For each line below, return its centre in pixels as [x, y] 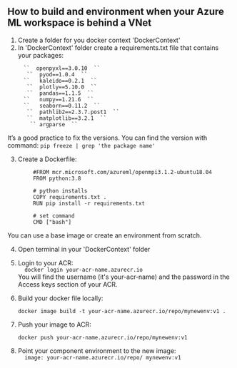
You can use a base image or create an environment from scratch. [105, 235]
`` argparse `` [54, 124]
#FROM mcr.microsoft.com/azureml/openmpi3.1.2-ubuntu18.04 [123, 172]
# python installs [60, 191]
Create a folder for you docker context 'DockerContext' [99, 40]
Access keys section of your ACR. [67, 284]
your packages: [41, 55]
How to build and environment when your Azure [116, 12]
